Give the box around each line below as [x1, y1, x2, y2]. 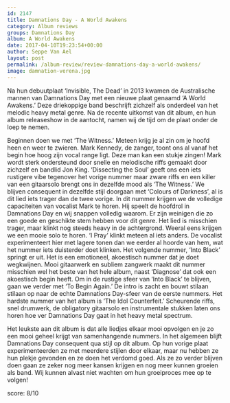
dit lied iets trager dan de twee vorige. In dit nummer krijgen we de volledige [7, 194, 223, 203]
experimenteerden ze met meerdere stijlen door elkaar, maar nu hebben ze [7, 346, 219, 354]
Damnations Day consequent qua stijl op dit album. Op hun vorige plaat [7, 339, 209, 347]
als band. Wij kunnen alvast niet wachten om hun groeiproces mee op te [7, 368, 211, 376]
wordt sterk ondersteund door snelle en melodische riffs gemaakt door [7, 158, 207, 166]
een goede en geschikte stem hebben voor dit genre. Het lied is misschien [7, 216, 218, 224]
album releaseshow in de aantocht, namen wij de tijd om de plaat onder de [7, 115, 218, 124]
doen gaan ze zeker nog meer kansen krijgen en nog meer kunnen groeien [7, 361, 218, 369]
